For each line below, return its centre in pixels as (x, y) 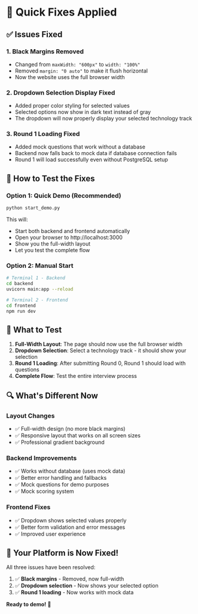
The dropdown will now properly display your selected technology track (103, 119)
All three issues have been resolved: (51, 567)
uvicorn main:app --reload (40, 289)
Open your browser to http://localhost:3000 (68, 238)
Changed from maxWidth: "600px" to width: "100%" (77, 64)
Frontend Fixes (28, 507)
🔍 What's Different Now (52, 396)
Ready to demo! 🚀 (29, 604)
